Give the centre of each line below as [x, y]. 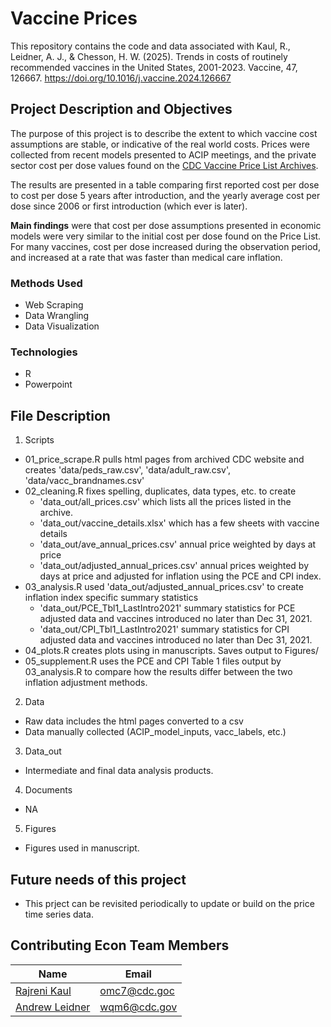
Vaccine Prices [74, 18]
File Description [60, 415]
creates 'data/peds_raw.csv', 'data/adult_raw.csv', [127, 470]
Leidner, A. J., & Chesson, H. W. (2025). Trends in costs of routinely [149, 56]
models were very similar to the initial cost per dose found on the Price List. [166, 236]
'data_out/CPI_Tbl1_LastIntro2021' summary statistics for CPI [164, 629]
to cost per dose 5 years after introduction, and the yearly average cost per [165, 195]
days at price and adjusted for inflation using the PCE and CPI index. [180, 576]
